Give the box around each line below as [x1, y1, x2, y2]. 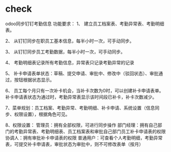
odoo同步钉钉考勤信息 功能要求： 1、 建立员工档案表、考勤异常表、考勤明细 [5, 20, 164, 27]
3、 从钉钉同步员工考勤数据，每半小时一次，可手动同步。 [5, 48, 126, 55]
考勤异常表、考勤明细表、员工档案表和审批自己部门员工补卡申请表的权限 [14, 128, 166, 134]
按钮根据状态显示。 [14, 77, 54, 83]
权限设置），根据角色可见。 [14, 111, 70, 117]
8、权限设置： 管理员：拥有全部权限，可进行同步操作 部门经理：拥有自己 [5, 122, 158, 128]
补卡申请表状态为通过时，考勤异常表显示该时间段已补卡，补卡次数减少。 [5, 94, 157, 100]
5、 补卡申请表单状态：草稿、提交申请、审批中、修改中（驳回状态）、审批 [5, 70, 159, 77]
